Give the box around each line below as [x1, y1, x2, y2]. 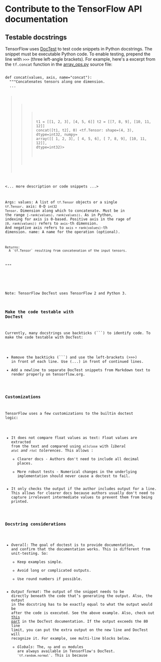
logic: [5, 415, 18, 421]
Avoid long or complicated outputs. [17, 568, 91, 573]
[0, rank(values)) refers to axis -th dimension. [5, 221, 98, 226]
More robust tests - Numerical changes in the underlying [17, 470, 137, 475]
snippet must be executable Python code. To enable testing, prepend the [5, 51, 151, 57]
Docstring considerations [5, 521, 66, 527]
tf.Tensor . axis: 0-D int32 [5, 204, 57, 209]
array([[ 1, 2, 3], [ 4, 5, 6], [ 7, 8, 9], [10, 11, [36, 136, 147, 141]
